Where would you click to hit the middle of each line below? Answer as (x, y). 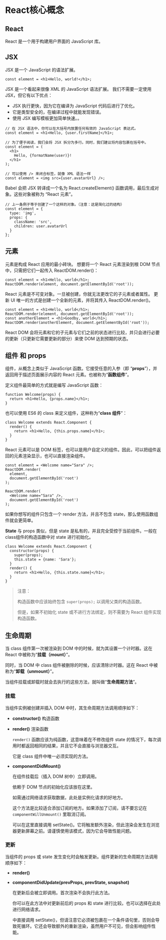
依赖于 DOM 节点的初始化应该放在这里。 (54, 787)
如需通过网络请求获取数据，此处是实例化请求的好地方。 (69, 797)
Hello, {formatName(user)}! (43, 155)
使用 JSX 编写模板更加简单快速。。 (47, 118)
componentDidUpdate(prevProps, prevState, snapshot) (71, 882)
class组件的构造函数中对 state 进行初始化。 (49, 537)
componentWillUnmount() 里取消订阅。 (51, 814)
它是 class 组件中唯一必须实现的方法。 (51, 756)
